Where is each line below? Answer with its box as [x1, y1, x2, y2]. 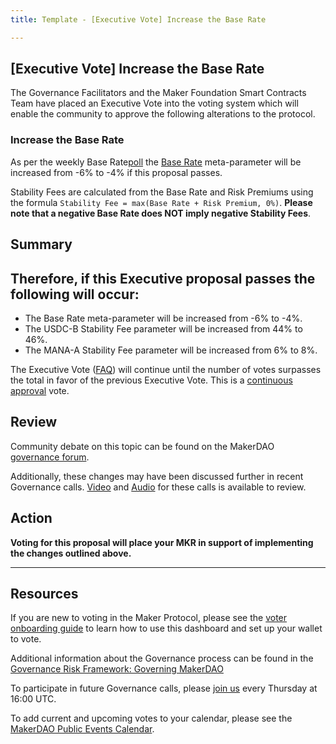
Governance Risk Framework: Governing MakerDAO [10, 663, 224, 675]
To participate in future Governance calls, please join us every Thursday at [10, 682, 318, 695]
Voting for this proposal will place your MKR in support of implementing [10, 536, 314, 548]
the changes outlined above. [10, 547, 132, 559]
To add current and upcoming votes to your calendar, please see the [10, 712, 293, 725]
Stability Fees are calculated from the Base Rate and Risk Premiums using [10, 186, 314, 198]
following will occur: [10, 286, 140, 303]
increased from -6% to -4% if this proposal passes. [10, 166, 223, 178]
